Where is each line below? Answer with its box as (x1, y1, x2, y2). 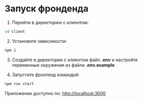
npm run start (4, 81, 34, 86)
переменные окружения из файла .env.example (11, 62, 115, 68)
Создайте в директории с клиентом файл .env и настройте (11, 57, 138, 63)
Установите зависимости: (11, 38, 67, 44)
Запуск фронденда (4, 3, 88, 14)
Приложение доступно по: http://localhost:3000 (4, 90, 106, 96)
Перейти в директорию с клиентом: (11, 19, 89, 25)
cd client (4, 29, 25, 34)
